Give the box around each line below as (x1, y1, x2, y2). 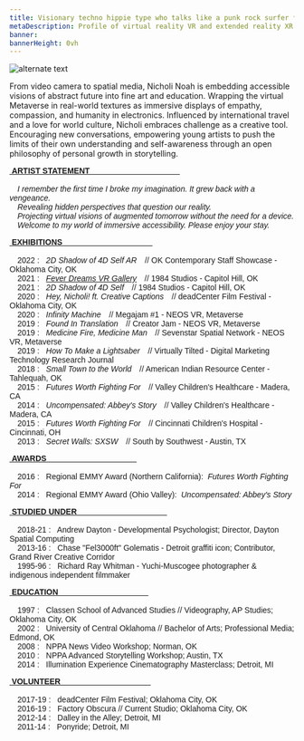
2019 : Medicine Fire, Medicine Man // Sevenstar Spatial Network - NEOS (17, 328, 285, 338)
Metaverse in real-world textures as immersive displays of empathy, (9, 101, 262, 111)
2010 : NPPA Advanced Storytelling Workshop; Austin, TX (17, 650, 223, 661)
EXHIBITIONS (11, 237, 63, 247)
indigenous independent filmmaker (9, 570, 131, 581)
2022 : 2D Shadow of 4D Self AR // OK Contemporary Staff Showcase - (17, 255, 278, 265)
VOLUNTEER (11, 677, 62, 687)
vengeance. (9, 193, 52, 204)
